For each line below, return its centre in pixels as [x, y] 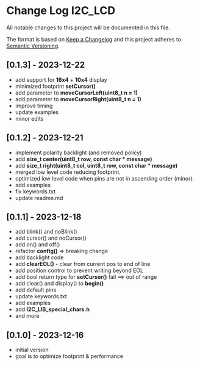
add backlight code [39, 257]
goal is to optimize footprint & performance [69, 356]
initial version [32, 350]
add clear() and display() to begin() [59, 284]
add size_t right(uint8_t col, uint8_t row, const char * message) [96, 165]
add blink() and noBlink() [46, 232]
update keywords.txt [41, 296]
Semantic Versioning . [33, 46]
